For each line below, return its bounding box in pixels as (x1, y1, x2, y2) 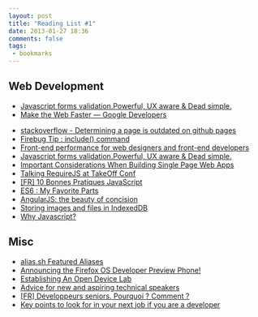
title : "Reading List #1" (8, 19, 96, 28)
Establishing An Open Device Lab (19, 273, 132, 284)
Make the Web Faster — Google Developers (19, 109, 167, 119)
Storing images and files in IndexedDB (19, 203, 148, 212)
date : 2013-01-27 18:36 (8, 27, 89, 35)
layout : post (8, 11, 53, 20)
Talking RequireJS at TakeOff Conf (19, 168, 136, 178)
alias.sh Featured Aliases (19, 256, 104, 266)
